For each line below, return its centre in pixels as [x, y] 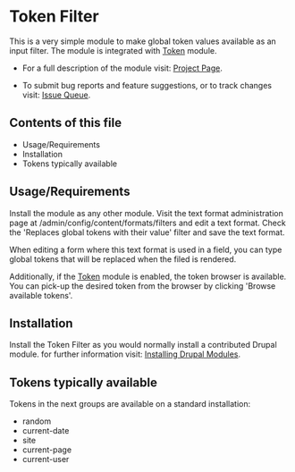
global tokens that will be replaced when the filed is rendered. [123, 259]
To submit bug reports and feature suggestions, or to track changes [147, 85]
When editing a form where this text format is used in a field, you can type [146, 249]
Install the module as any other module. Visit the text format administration [146, 213]
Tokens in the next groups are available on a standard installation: [130, 404]
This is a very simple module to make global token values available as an [143, 41]
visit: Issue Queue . [56, 95]
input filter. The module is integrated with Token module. [113, 50]
